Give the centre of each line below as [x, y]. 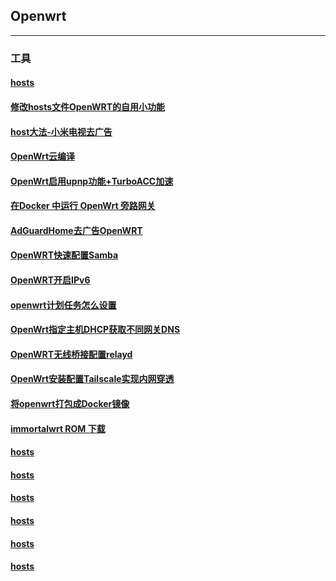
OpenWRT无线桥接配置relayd [71, 354]
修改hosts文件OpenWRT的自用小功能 [88, 106]
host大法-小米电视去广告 [61, 131]
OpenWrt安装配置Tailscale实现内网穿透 [92, 379]
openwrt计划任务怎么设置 [63, 305]
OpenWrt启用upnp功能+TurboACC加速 [92, 181]
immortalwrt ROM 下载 [58, 428]
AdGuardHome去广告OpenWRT [76, 230]
